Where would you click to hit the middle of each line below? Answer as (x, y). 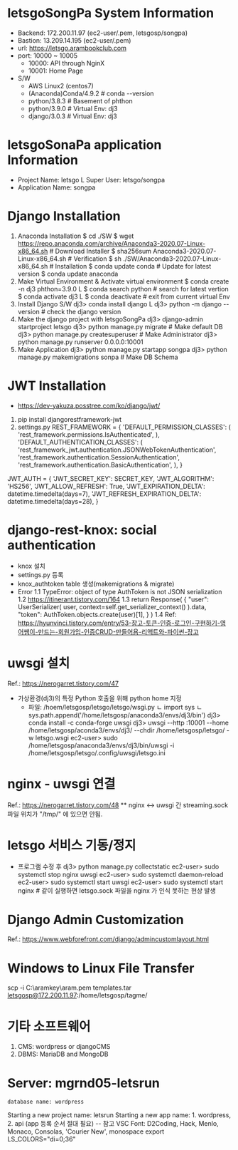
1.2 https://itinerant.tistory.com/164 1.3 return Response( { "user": (113, 599)
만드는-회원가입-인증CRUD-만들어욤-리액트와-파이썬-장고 (118, 631)
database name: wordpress (45, 1102)
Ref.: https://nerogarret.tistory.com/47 (63, 683)
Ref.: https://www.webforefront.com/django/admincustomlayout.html (108, 939)
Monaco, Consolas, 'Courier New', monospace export (86, 1131)
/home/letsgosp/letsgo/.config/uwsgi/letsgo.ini (97, 752)
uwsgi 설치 (39, 663)
